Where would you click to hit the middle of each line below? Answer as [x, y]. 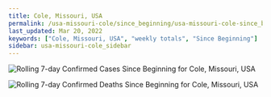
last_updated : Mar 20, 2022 [56, 31]
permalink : [27, 23]
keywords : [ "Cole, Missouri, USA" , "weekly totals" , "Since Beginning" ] [133, 38]
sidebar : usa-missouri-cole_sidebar [70, 46]
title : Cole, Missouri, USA [56, 16]
